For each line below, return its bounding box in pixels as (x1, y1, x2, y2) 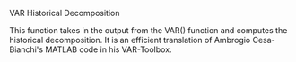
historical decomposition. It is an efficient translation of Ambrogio (9, 35, 251, 45)
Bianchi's (9, 44, 43, 55)
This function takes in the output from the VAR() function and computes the (9, 25, 288, 35)
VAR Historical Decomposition (9, 8, 120, 18)
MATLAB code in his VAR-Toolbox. (44, 44, 172, 55)
